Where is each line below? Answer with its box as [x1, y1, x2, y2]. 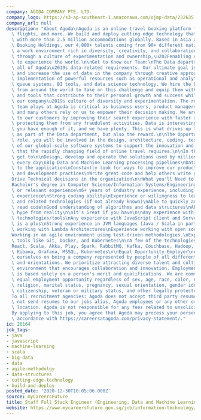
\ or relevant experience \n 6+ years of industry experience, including [11, 187, 194, 193]
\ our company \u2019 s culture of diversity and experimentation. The [11, 98, 188, 104]
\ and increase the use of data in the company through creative [11, 70, 178, 76]
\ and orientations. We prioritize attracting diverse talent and [11, 260, 181, 266]
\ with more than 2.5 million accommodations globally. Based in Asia [11, 37, 191, 43]
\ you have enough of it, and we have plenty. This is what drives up [11, 126, 191, 132]
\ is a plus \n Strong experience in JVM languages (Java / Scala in [11, 221, 184, 227]
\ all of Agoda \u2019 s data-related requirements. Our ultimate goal [11, 64, 188, 71]
